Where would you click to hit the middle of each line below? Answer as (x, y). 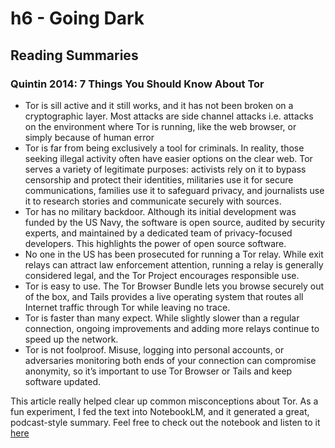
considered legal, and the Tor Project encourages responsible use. (162, 275)
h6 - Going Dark (77, 18)
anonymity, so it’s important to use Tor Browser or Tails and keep (158, 371)
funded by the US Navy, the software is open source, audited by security (175, 222)
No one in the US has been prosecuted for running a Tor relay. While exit (174, 254)
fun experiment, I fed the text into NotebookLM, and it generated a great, (160, 411)
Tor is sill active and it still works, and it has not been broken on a (159, 105)
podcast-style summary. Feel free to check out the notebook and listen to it (165, 422)
